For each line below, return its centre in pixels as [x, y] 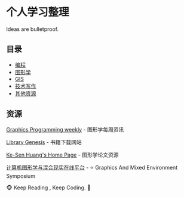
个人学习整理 [38, 12]
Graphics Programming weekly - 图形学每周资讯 [65, 129]
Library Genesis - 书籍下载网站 [44, 142]
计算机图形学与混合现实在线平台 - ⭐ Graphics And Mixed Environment [92, 167]
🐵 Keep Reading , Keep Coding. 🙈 [48, 187]
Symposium [21, 176]
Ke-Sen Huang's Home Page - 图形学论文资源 [62, 155]
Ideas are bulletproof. [33, 29]
